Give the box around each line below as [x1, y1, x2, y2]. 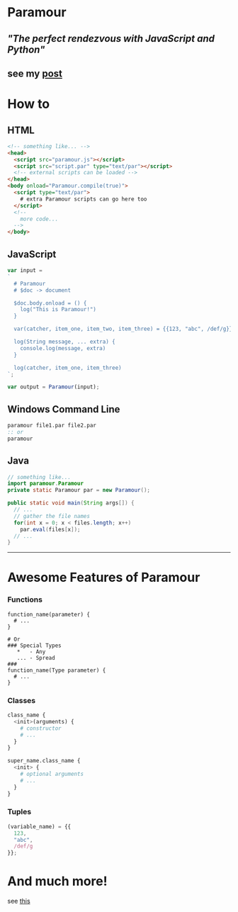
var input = [7, 267, 42, 274]
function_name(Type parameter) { [7, 667, 106, 674]
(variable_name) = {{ [7, 823, 72, 830]
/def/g [13, 843, 33, 850]
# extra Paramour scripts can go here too [20, 196, 147, 203]
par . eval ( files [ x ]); [20, 526, 81, 533]
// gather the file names [13, 512, 91, 519]
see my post [7, 67, 62, 79]
